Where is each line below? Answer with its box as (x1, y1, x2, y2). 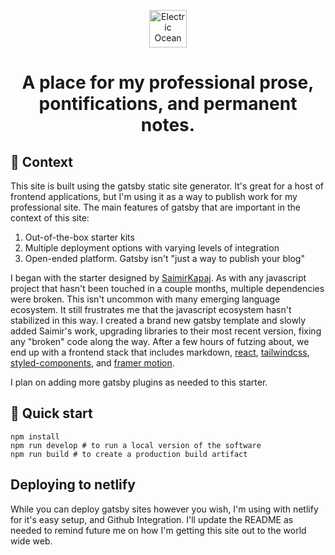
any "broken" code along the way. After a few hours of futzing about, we (10, 336, 310, 347)
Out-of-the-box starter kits (24, 231, 135, 243)
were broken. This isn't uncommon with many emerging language (10, 293, 281, 305)
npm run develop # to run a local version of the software (10, 440, 262, 450)
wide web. (10, 535, 53, 547)
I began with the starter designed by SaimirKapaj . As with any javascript (10, 272, 307, 284)
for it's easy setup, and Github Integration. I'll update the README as (10, 513, 294, 525)
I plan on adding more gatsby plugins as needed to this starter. (10, 376, 268, 388)
